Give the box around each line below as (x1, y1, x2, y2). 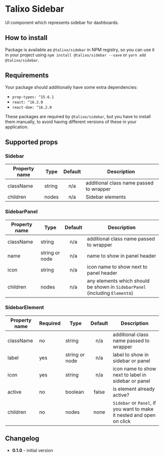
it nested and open (113, 412, 156, 418)
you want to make (113, 405, 154, 412)
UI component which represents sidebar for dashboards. (5, 20, 119, 25)
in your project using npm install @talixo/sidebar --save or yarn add (5, 52, 146, 58)
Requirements (5, 71, 49, 80)
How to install (5, 34, 48, 42)
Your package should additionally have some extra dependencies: (5, 84, 138, 90)
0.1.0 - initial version (12, 447, 53, 453)
